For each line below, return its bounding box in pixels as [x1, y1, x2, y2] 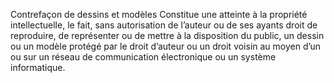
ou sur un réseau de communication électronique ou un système [10, 51, 277, 63]
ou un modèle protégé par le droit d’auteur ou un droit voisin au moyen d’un [10, 40, 322, 52]
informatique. [10, 62, 66, 73]
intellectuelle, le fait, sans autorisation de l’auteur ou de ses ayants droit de [10, 19, 318, 31]
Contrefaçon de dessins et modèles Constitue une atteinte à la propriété [10, 9, 308, 20]
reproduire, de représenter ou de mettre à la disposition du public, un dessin [10, 30, 325, 41]
